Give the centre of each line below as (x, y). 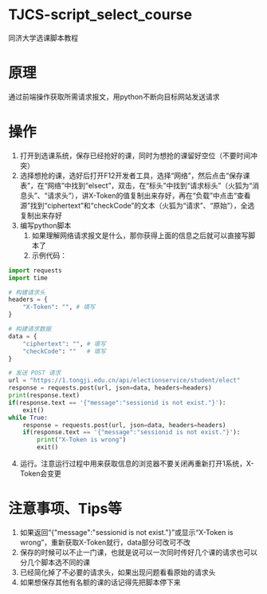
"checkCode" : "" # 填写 (64, 351)
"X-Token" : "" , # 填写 (59, 307)
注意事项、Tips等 (65, 509)
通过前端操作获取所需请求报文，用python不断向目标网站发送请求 (114, 97)
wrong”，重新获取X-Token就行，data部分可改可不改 (105, 542)
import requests (35, 270)
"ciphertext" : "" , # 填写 (64, 344)
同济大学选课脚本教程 (43, 38)
